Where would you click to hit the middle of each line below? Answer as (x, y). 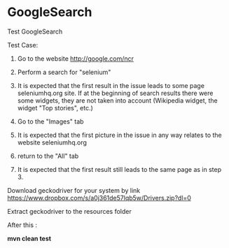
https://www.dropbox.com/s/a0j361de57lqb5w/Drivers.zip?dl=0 (99, 198)
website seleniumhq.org (52, 142)
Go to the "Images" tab (50, 121)
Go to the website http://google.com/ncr (76, 58)
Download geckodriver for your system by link (74, 190)
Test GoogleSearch (35, 31)
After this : (22, 225)
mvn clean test (29, 238)
